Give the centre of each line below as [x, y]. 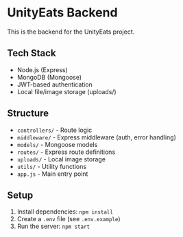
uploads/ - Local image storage [61, 159]
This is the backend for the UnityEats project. [71, 32]
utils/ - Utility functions [52, 166]
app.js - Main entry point [52, 174]
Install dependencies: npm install [65, 212]
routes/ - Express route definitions [66, 152]
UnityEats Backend [62, 13]
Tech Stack [32, 53]
